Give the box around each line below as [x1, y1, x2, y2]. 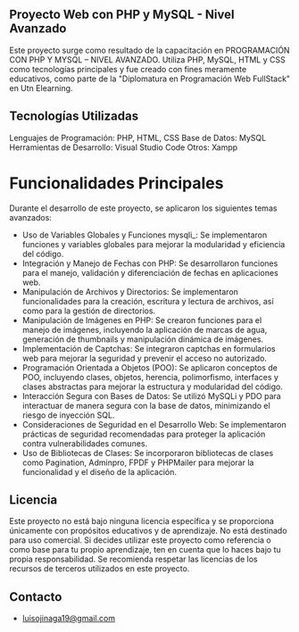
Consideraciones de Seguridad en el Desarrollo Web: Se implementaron [21, 419, 287, 429]
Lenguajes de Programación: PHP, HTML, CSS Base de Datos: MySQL [9, 132, 267, 143]
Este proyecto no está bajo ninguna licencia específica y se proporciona [9, 516, 275, 527]
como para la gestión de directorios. [21, 305, 156, 316]
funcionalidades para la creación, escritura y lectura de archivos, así [21, 295, 274, 306]
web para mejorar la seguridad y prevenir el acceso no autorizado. [21, 353, 268, 363]
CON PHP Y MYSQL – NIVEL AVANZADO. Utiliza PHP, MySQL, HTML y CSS [9, 54, 286, 65]
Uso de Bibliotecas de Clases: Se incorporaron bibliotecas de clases [21, 447, 274, 458]
